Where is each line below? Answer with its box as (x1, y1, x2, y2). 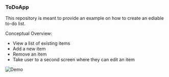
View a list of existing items (12, 40, 70, 46)
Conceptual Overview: (5, 31, 53, 37)
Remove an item (12, 51, 47, 57)
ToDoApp (5, 4, 29, 11)
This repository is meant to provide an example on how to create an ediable (5, 15, 164, 21)
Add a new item (12, 46, 46, 52)
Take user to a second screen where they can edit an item (12, 57, 135, 63)
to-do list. (5, 20, 26, 27)
